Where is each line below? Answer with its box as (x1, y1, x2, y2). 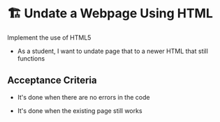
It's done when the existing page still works (17, 106, 142, 115)
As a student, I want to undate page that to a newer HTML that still (17, 47, 208, 55)
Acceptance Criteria (7, 75, 97, 86)
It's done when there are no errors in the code (17, 93, 150, 101)
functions (17, 54, 45, 63)
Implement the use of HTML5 (7, 33, 91, 42)
